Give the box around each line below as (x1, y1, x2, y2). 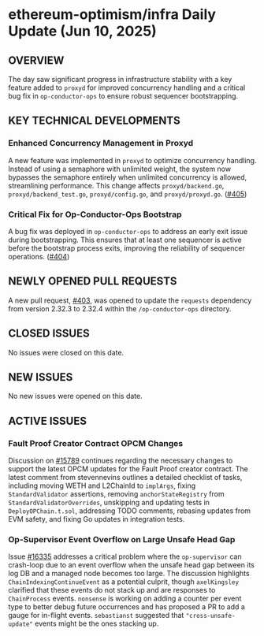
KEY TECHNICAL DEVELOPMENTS (8, 114, 180, 128)
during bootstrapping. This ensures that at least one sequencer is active (8, 235, 242, 244)
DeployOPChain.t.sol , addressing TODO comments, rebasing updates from (8, 506, 251, 515)
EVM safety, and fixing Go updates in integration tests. (8, 515, 185, 524)
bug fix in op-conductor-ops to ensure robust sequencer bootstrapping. (8, 91, 239, 100)
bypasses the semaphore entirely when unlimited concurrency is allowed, (8, 172, 247, 182)
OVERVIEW (8, 54, 65, 67)
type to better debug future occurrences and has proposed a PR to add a (8, 602, 246, 612)
